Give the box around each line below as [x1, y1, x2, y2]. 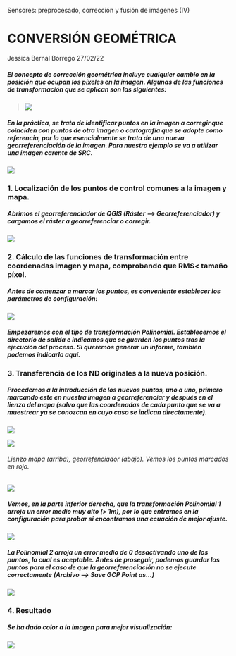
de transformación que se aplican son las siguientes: [7, 85, 167, 94]
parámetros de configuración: [7, 295, 98, 303]
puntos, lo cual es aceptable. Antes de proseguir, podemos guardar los [7, 556, 220, 564]
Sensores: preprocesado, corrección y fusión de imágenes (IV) [7, 6, 190, 14]
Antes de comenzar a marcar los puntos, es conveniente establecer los [7, 287, 221, 295]
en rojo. [7, 462, 30, 471]
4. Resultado [7, 605, 51, 615]
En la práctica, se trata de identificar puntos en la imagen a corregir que [7, 118, 223, 127]
